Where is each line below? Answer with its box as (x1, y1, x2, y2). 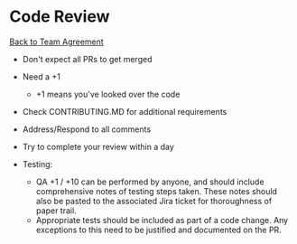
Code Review (9, 6, 110, 27)
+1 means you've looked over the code (35, 89, 181, 99)
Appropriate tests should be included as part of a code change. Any (35, 214, 289, 225)
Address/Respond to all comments (22, 124, 152, 135)
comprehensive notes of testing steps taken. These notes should (35, 185, 278, 196)
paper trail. (35, 205, 77, 216)
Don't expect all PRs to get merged (22, 53, 153, 64)
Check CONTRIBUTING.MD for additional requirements (22, 106, 227, 117)
